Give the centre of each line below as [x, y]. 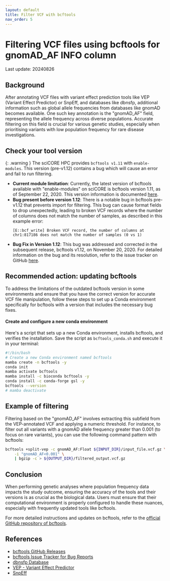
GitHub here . [26, 260]
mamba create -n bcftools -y [36, 362]
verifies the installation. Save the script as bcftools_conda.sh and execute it [84, 338]
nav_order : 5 [19, 19]
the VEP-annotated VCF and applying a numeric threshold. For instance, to [83, 424]
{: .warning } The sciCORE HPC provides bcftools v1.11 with [69, 163]
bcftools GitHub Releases [39, 551]
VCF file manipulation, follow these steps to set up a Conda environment [80, 299]
